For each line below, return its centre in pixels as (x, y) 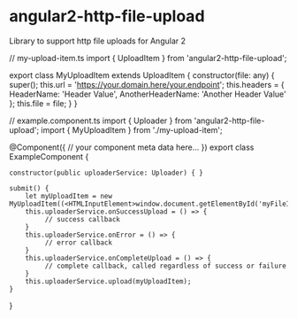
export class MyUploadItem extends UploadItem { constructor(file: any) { (142, 75)
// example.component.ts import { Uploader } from (101, 121)
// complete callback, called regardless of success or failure (166, 266)
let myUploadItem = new (69, 196)
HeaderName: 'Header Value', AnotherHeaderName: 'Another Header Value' (148, 94)
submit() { (29, 188)
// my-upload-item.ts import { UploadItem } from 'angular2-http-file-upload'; (148, 58)
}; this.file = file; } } (43, 103)
